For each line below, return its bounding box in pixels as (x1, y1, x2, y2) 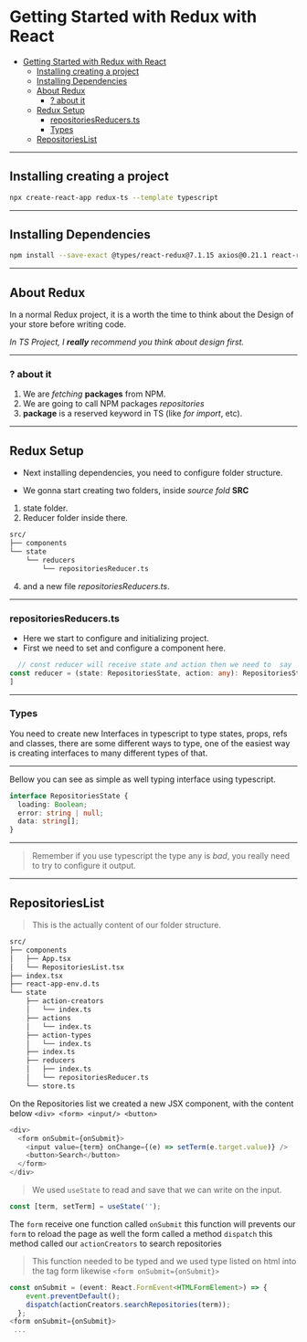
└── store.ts (26, 1081, 76, 1091)
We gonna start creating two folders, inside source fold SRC (22, 485, 249, 496)
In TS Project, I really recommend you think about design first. (9, 336, 245, 348)
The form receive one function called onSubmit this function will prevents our (9, 1218, 296, 1230)
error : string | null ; (17, 808, 104, 818)
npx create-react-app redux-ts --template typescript (9, 193, 219, 202)
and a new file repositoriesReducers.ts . (22, 580, 171, 591)
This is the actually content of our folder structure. (31, 920, 222, 931)
